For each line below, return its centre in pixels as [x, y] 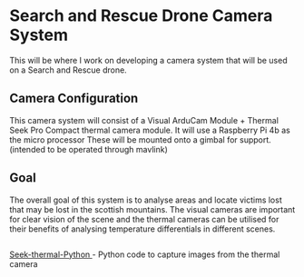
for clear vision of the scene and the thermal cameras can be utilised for [144, 219]
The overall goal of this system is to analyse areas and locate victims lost [146, 200]
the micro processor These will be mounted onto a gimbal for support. [141, 139]
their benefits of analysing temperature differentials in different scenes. [142, 229]
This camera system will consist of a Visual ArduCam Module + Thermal [144, 120]
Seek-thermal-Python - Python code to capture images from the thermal [145, 254]
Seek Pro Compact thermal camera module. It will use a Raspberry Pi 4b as [150, 130]
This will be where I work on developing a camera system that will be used [148, 60]
